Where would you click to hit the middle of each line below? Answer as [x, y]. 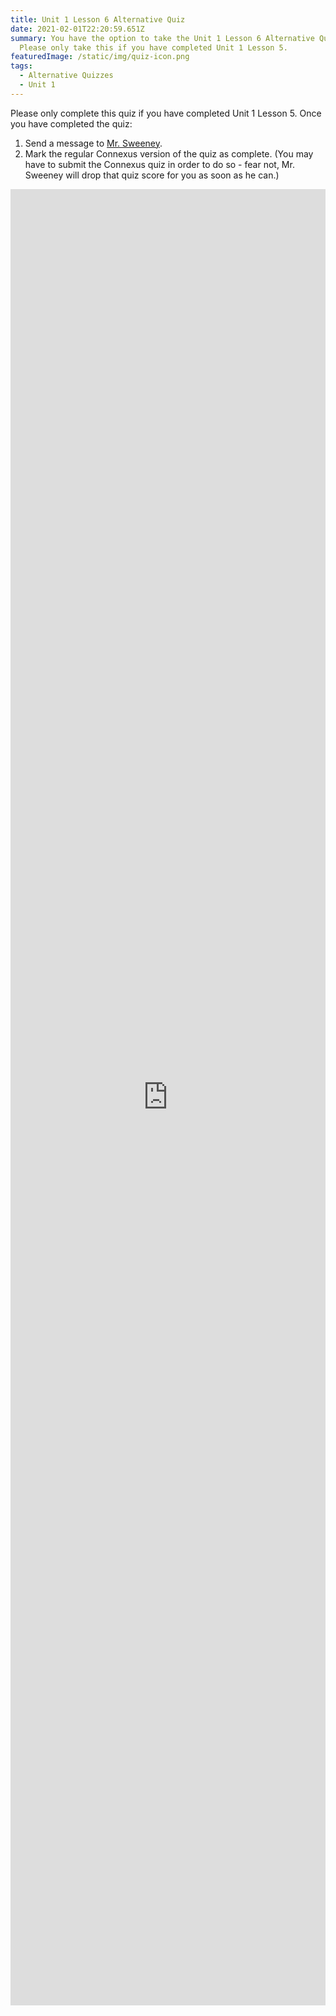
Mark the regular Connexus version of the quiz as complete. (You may [169, 153]
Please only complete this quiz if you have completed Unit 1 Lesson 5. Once [166, 113]
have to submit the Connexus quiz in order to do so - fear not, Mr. [159, 164]
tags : [21, 66]
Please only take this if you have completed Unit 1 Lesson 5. [153, 47]
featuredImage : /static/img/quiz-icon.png [100, 57]
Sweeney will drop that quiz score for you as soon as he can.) [152, 175]
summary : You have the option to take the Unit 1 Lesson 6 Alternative [162, 38]
